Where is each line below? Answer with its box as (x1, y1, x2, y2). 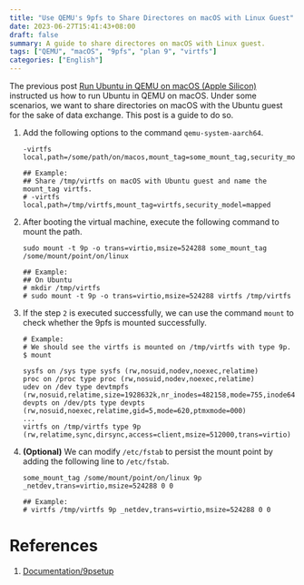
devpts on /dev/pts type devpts (22, 398, 145, 408)
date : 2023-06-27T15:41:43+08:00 (9, 22, 136, 31)
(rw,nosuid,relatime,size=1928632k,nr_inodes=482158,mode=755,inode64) (22, 390, 299, 399)
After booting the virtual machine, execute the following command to (22, 217, 279, 227)
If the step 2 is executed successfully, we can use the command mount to (22, 308, 295, 318)
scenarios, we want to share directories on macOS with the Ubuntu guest (9, 100, 283, 110)
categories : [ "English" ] (9, 55, 103, 65)
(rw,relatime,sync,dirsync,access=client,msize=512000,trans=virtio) (22, 430, 292, 439)
